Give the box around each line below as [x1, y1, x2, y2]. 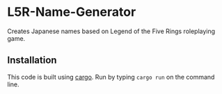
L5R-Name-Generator [7, 4, 136, 20]
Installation [7, 55, 57, 66]
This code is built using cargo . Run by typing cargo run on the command [7, 73, 215, 81]
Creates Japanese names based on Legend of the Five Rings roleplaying [7, 27, 216, 35]
